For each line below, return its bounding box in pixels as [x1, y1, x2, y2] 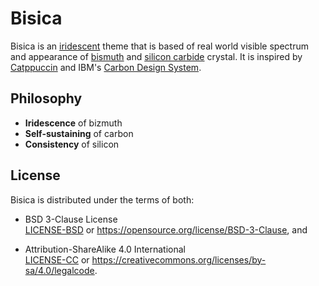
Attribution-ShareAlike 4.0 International [24, 243, 186, 255]
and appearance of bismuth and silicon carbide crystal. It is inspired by [10, 50, 303, 62]
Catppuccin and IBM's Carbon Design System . [10, 61, 202, 73]
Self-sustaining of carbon [24, 127, 134, 139]
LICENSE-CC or [24, 253, 90, 266]
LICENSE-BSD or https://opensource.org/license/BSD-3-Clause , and [24, 223, 308, 236]
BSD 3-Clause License [24, 213, 118, 225]
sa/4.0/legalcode [24, 264, 95, 276]
